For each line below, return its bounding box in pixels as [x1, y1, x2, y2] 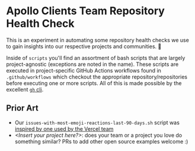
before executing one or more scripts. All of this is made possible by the [6, 79, 182, 87]
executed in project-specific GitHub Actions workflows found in [6, 67, 162, 74]
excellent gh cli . [6, 86, 44, 93]
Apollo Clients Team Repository [6, 4, 165, 18]
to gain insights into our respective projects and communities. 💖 [6, 43, 162, 50]
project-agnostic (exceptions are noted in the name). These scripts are [6, 61, 179, 68]
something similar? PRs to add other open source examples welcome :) [14, 138, 188, 145]
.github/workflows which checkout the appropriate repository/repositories [6, 73, 188, 80]
